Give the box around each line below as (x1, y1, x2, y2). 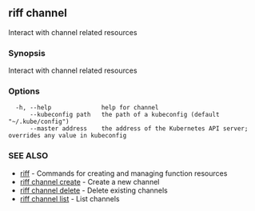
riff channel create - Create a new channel (19, 177, 160, 186)
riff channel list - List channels (19, 193, 120, 203)
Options (8, 86, 40, 97)
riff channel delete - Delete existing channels (19, 185, 168, 195)
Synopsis (8, 47, 46, 58)
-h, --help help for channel (15, 104, 159, 112)
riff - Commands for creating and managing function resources (19, 168, 228, 178)
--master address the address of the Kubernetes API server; (29, 125, 249, 133)
